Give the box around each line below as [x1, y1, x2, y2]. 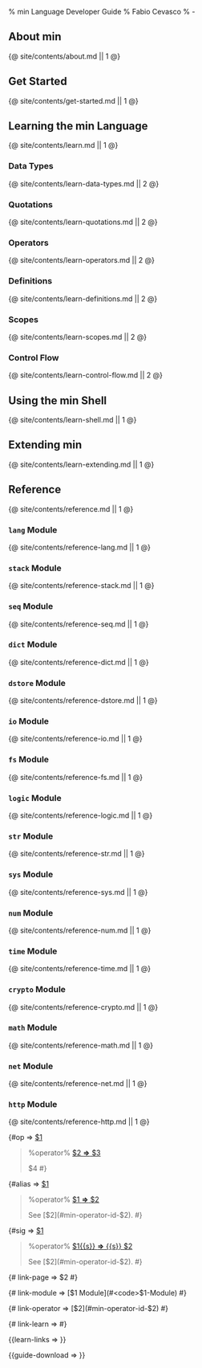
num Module [8, 907, 54, 918]
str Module [8, 831, 54, 842]
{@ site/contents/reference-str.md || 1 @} [8, 849, 146, 859]
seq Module [8, 601, 54, 612]
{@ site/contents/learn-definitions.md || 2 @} [8, 293, 158, 304]
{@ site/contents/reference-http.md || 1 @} [8, 1117, 150, 1127]
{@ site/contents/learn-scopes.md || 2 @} [8, 332, 147, 341]
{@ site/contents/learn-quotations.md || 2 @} [8, 217, 158, 227]
